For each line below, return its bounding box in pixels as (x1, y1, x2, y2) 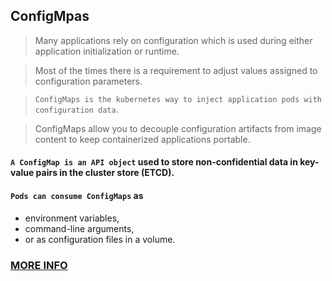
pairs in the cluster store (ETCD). (35, 167, 175, 179)
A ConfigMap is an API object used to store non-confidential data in (10, 156, 298, 168)
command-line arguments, (24, 222, 135, 234)
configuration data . (34, 103, 119, 115)
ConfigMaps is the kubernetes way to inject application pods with (34, 94, 322, 104)
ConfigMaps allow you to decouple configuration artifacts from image (34, 122, 322, 134)
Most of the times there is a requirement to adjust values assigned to (34, 64, 318, 76)
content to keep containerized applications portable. (34, 133, 251, 145)
